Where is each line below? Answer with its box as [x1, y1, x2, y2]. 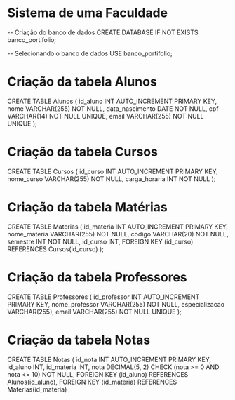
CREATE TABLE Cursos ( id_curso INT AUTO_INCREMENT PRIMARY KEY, [7, 167, 219, 175]
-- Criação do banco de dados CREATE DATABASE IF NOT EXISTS [7, 28, 199, 36]
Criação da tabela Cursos [7, 144, 158, 160]
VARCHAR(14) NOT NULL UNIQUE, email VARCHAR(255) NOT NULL [7, 112, 204, 120]
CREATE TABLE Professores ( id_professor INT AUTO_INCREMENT [7, 293, 200, 301]
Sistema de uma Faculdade [7, 5, 168, 21]
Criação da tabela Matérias [7, 199, 168, 215]
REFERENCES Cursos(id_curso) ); [7, 244, 104, 253]
